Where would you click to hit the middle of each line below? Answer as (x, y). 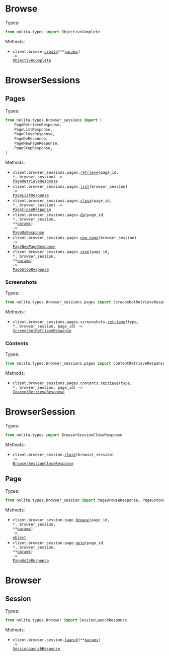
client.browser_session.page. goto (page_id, (59, 543)
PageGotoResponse (31, 561)
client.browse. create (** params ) (46, 51)
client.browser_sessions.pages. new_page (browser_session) (74, 238)
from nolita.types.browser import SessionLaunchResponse (66, 620)
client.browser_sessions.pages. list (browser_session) (70, 186)
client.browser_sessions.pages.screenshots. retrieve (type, (76, 322)
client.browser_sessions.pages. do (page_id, (59, 215)
